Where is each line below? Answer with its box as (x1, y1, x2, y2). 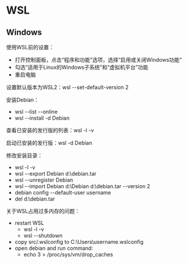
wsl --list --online (14, 108, 58, 115)
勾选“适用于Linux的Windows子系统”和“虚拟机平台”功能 (14, 63, 148, 71)
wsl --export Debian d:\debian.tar (14, 170, 97, 177)
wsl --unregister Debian (14, 176, 74, 183)
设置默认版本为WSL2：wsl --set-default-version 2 (6, 84, 129, 91)
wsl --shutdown (23, 232, 63, 239)
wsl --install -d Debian (14, 114, 70, 122)
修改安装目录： (6, 152, 43, 159)
